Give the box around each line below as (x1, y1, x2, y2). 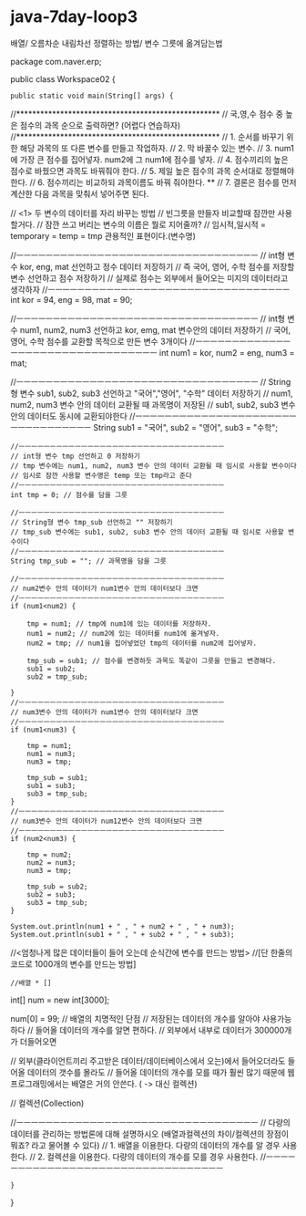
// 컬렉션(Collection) (10, 1097, 85, 1108)
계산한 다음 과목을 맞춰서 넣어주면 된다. (10, 188, 149, 199)
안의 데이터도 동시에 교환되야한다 (10, 411, 128, 421)
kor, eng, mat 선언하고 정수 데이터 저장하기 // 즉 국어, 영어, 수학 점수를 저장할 (19, 261, 295, 272)
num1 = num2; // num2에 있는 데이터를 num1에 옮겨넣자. (26, 629, 220, 638)
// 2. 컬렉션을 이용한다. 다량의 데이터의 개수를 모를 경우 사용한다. (29, 1151, 259, 1162)
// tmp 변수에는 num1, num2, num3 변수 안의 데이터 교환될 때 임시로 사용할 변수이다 (10, 461, 297, 471)
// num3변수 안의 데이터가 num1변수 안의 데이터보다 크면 (10, 707, 199, 717)
